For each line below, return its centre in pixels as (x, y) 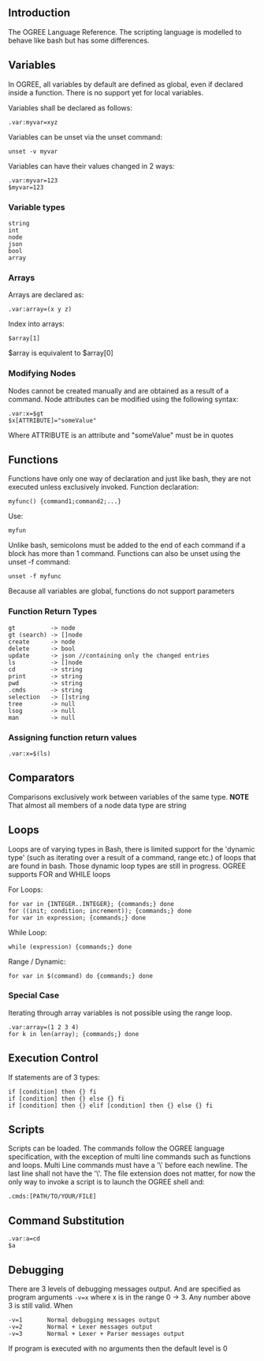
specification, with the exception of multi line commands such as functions (130, 1157)
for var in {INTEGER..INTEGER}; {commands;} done (91, 904)
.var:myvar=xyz (33, 122)
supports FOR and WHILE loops (59, 874)
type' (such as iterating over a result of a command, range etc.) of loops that (132, 857)
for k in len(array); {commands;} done (74, 1034)
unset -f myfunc (35, 576)
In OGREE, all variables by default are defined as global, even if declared (126, 84)
